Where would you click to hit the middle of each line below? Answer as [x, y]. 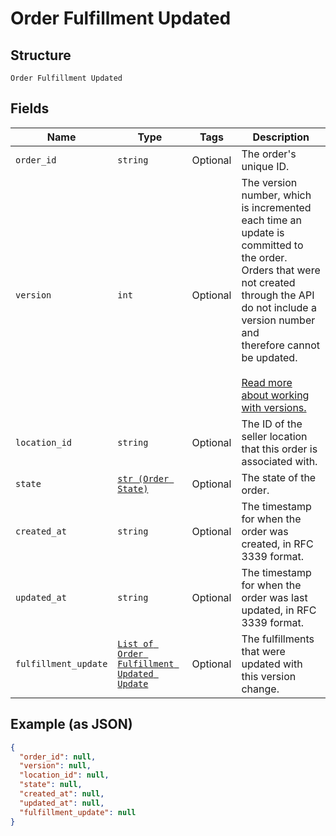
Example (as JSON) [71, 724]
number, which [276, 195]
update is [263, 232]
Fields [30, 108]
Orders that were [281, 270]
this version [269, 676]
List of [135, 643]
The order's [269, 154]
